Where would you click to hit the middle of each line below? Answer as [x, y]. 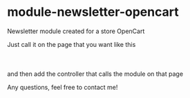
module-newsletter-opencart [93, 12]
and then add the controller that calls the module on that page [95, 74]
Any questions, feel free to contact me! [63, 87]
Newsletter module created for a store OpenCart [76, 31]
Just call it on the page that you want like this [72, 44]
